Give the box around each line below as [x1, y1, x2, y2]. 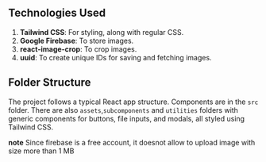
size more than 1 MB [8, 146, 75, 156]
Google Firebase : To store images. [19, 36, 134, 45]
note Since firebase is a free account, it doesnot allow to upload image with [8, 137, 256, 147]
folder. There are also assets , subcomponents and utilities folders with [8, 105, 238, 114]
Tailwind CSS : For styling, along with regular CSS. [19, 27, 184, 37]
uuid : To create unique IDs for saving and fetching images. [19, 52, 212, 62]
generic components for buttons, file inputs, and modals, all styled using [8, 114, 245, 123]
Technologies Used [8, 6, 106, 20]
